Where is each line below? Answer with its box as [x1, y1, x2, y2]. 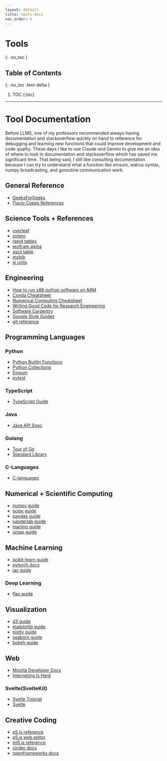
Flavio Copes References [12, 200, 64, 206]
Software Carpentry [12, 308, 53, 314]
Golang [5, 434, 23, 441]
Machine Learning [5, 543, 63, 552]
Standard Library [12, 451, 47, 457]
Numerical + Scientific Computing [5, 489, 113, 498]
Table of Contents [5, 69, 62, 77]
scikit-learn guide [12, 557, 49, 562]
